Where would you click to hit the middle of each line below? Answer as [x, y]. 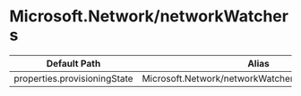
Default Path [73, 63]
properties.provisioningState [73, 78]
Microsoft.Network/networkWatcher [149, 16]
